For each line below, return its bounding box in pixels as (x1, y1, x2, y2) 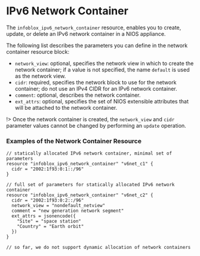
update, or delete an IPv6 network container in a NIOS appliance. (6, 30, 166, 37)
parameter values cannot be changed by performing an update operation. (6, 122, 186, 129)
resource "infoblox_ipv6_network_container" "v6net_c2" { (6, 192, 153, 198)
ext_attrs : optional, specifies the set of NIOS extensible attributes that (14, 97, 189, 105)
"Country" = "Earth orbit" (17, 224, 84, 230)
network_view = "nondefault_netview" (11, 203, 106, 209)
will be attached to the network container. (14, 104, 118, 111)
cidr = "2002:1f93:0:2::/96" (11, 198, 84, 203)
